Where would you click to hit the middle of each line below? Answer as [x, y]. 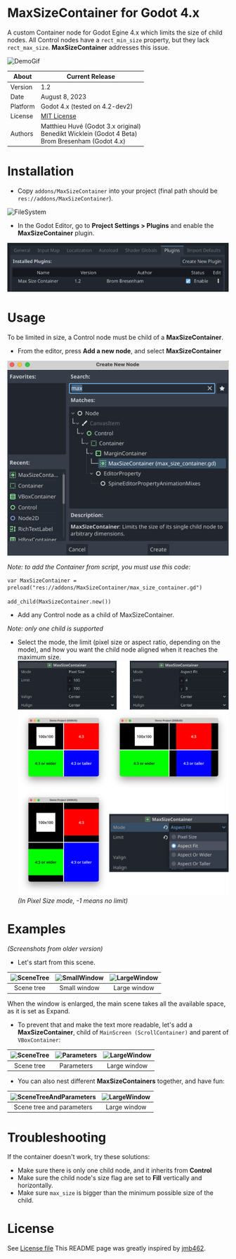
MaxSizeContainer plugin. [56, 233]
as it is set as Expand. [39, 1011]
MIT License [59, 116]
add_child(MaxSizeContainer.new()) [59, 602]
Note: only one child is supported [55, 628]
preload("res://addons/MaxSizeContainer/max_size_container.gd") [105, 588]
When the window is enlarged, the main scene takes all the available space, [117, 1004]
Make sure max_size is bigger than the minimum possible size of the [116, 1193]
